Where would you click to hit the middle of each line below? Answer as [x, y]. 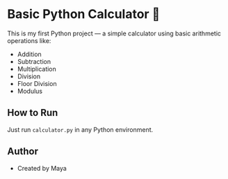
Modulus [30, 91]
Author [23, 152]
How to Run [33, 113]
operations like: [29, 40]
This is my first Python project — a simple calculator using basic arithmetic [114, 33]
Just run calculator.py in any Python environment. [80, 129]
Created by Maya [42, 168]
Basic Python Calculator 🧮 [84, 14]
